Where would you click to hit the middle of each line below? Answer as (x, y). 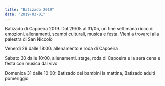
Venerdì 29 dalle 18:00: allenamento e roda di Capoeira (62, 48)
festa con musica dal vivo (31, 63)
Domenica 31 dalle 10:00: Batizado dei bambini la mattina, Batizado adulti (80, 73)
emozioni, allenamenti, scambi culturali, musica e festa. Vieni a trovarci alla (82, 34)
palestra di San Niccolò (29, 39)
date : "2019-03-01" (25, 14)
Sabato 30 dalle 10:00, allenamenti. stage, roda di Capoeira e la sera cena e (83, 58)
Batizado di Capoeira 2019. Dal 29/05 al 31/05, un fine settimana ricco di (79, 28)
